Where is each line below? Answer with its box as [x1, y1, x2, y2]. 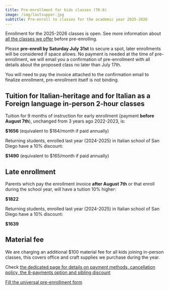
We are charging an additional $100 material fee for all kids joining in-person [5, 249, 164, 255]
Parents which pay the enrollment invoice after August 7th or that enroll [5, 181, 155, 187]
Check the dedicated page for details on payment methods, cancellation [5, 264, 155, 270]
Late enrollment [5, 167, 56, 176]
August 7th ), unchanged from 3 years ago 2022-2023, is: [5, 118, 126, 124]
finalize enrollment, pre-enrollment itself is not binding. [5, 77, 119, 83]
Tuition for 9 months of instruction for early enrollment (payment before [5, 113, 155, 119]
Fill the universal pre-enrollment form [5, 279, 82, 285]
